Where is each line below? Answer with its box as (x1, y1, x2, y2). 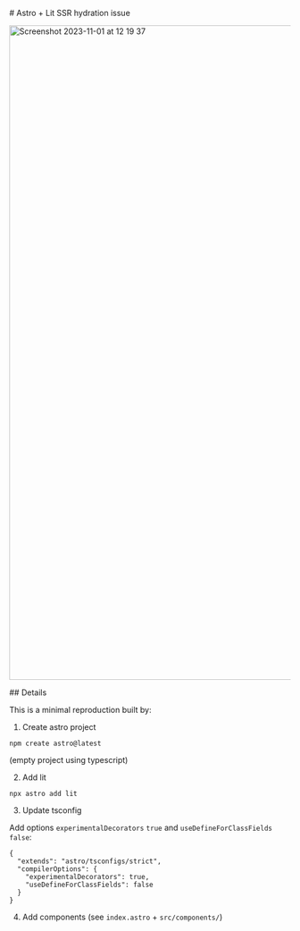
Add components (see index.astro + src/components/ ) (21, 911, 223, 922)
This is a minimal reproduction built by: (9, 705, 152, 715)
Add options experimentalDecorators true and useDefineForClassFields (9, 822, 272, 833)
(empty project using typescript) (9, 755, 129, 765)
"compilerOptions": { (17, 865, 98, 874)
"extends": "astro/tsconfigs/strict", (17, 857, 162, 866)
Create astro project (21, 722, 96, 732)
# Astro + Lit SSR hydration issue (9, 8, 131, 18)
